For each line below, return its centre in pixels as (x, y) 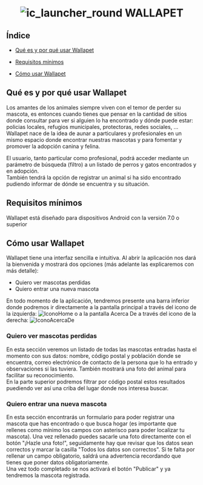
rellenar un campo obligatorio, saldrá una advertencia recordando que (94, 456)
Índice (18, 36)
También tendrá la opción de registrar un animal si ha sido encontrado (94, 177)
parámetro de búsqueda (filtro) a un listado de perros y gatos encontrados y (101, 164)
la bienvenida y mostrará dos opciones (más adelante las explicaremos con (100, 264)
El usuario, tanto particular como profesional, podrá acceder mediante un (98, 158)
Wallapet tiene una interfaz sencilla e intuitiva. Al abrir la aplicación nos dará (101, 258)
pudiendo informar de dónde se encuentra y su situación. (78, 184)
